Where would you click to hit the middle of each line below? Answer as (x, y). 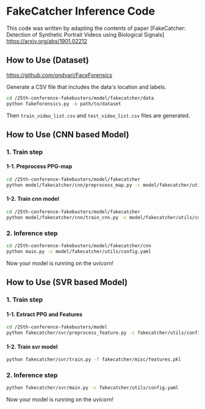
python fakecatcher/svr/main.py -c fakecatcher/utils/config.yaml (92, 388)
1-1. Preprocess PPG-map (39, 167)
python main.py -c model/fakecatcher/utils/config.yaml (79, 252)
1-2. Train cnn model (33, 199)
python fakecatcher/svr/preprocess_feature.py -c (71, 333)
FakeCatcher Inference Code (81, 11)
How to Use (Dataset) (48, 60)
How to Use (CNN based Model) (68, 135)
